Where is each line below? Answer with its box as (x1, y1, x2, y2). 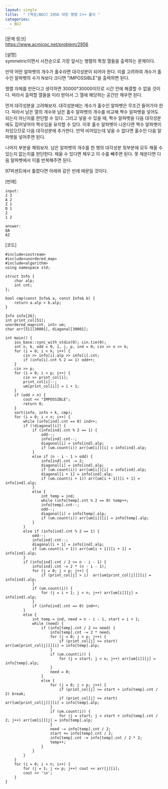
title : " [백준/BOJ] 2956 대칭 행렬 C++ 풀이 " (5, 12, 100, 17)
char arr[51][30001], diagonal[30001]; (5, 327, 89, 332)
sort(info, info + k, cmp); (14, 410, 73, 415)
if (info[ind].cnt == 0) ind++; (32, 604, 100, 609)
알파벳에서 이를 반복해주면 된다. (10, 157, 72, 163)
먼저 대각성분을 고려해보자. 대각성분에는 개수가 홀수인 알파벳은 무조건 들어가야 (5, 102, 158, 108)
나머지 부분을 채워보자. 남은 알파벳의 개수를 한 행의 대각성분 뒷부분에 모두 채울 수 (5, 145, 163, 151)
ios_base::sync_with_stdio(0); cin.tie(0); (14, 340, 107, 345)
